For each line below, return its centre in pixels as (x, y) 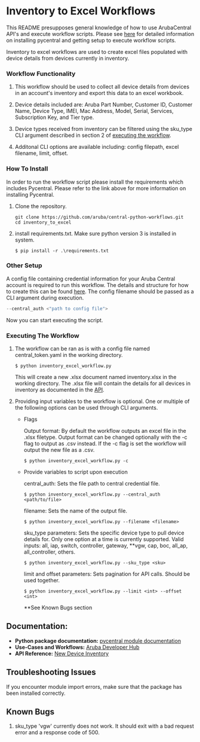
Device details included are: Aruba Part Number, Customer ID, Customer (104, 105)
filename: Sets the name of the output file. (75, 511)
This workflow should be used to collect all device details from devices (102, 87)
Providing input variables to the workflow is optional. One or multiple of (102, 401)
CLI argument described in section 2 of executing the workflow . (93, 135)
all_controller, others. (50, 552)
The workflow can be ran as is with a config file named (82, 349)
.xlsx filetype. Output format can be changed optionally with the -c (106, 437)
